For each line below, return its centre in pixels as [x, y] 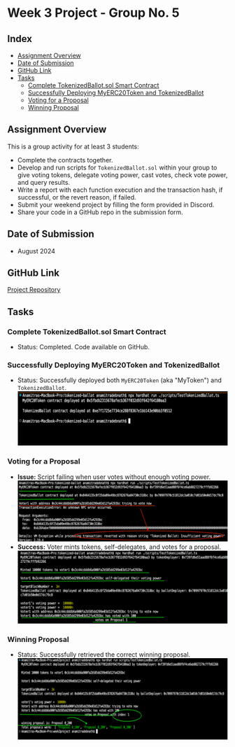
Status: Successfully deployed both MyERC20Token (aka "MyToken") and [120, 380]
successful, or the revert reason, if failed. [77, 197]
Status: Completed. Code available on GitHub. [84, 347]
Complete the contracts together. [65, 160]
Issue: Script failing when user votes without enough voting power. [114, 477]
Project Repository [34, 290]
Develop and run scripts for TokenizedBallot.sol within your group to [117, 167]
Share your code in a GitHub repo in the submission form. [100, 212]
